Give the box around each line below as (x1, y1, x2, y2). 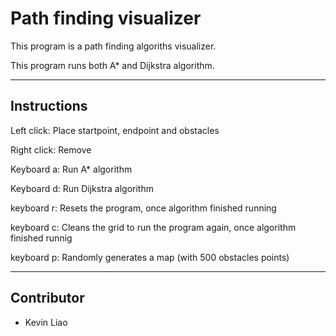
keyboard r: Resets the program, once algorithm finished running (10, 202, 277, 214)
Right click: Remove (10, 143, 92, 156)
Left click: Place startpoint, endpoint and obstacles (10, 124, 220, 136)
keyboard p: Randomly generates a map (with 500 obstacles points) (10, 251, 290, 263)
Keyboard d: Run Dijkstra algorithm (10, 182, 154, 194)
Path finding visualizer (10, 7, 202, 30)
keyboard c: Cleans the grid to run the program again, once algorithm (10, 221, 297, 233)
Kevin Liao (24, 316, 68, 328)
